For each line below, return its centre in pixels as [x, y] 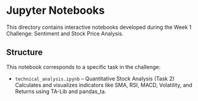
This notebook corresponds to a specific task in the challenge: [83, 67]
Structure [25, 53]
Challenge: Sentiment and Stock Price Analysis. [65, 33]
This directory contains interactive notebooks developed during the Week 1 [99, 27]
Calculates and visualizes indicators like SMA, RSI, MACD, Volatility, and [103, 85]
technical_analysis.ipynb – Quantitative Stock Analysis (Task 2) [95, 78]
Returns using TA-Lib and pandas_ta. [61, 91]
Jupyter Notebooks [55, 11]
